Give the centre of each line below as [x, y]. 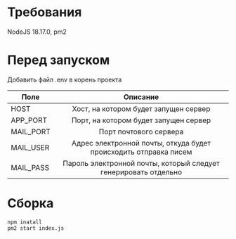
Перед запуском [59, 60]
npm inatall [25, 222]
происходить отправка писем [141, 152]
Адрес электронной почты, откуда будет [141, 143]
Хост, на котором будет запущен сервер [141, 108]
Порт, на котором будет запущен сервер [141, 120]
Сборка [31, 204]
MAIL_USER [30, 147]
